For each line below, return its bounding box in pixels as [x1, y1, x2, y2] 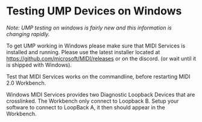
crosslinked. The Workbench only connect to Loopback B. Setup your [6, 97, 179, 105]
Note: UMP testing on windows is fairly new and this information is [6, 24, 172, 31]
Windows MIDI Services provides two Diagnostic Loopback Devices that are [6, 91, 195, 98]
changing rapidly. [6, 30, 50, 37]
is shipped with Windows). [6, 61, 72, 69]
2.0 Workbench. [6, 79, 46, 87]
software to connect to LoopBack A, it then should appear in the [6, 103, 165, 111]
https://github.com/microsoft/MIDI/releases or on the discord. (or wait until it [6, 55, 197, 62]
